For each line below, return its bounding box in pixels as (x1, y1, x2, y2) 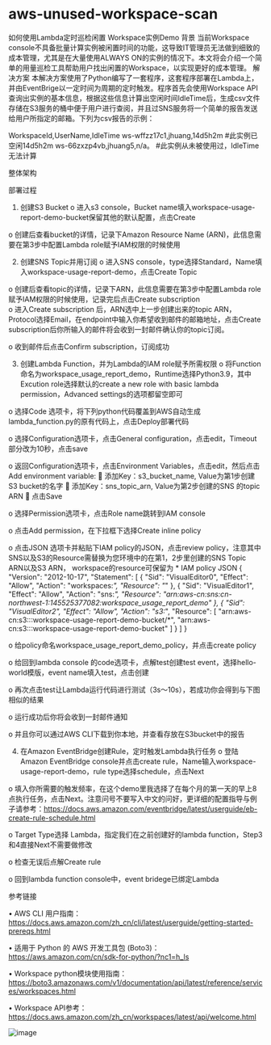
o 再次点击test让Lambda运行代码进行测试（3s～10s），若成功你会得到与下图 (8, 685, 261, 694)
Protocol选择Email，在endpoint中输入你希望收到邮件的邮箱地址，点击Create (8, 314, 261, 324)
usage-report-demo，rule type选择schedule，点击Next (19, 766, 204, 776)
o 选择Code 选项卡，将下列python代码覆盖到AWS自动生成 (8, 406, 202, 416)
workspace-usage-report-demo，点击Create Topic (27, 267, 198, 276)
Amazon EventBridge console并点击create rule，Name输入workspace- (19, 756, 256, 766)
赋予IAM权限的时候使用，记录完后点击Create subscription (8, 294, 200, 304)
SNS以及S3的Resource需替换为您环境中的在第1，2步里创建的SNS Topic (8, 553, 247, 563)
